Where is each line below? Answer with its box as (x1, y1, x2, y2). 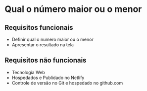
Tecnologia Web (11, 69, 45, 75)
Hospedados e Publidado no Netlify (11, 75, 85, 81)
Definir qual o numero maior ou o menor (11, 36, 94, 42)
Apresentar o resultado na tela (11, 42, 74, 48)
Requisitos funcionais (4, 23, 73, 32)
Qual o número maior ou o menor (4, 3, 142, 15)
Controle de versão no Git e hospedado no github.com (11, 80, 123, 86)
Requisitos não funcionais (4, 56, 87, 65)
